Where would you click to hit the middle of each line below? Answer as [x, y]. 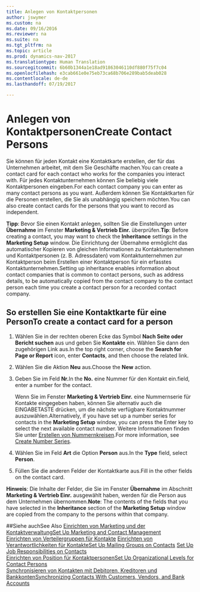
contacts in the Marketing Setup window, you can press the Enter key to [104, 422]
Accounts [18, 583]
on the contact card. [40, 477]
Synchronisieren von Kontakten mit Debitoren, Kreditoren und [82, 570]
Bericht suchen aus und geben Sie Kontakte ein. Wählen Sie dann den [102, 343]
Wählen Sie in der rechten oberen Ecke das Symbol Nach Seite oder [99, 336]
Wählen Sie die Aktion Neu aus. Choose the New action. [83, 367]
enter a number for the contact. [53, 385]
